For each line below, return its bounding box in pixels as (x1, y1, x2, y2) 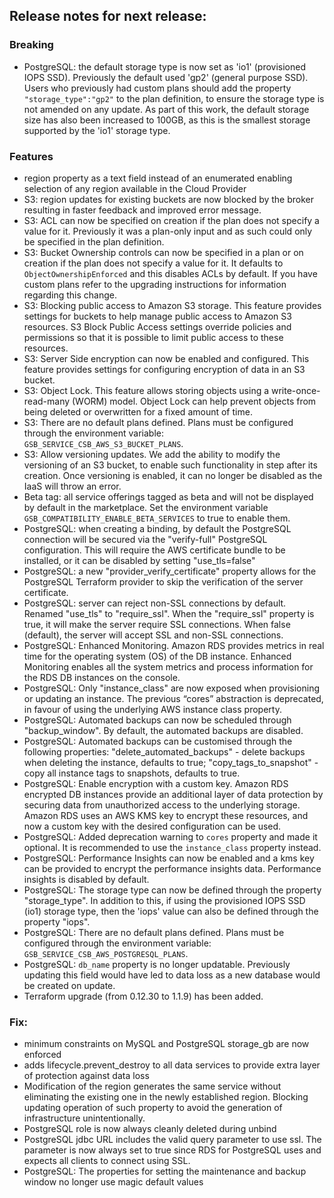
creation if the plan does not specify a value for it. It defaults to (23, 257, 284, 269)
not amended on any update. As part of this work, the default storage (23, 103, 310, 115)
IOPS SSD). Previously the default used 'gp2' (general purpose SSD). (23, 71, 309, 83)
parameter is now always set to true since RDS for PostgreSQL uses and (23, 1144, 322, 1156)
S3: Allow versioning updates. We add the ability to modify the (23, 448, 281, 460)
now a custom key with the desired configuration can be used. (23, 820, 282, 832)
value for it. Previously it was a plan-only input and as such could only (23, 225, 313, 237)
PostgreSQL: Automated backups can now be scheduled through (23, 714, 292, 726)
